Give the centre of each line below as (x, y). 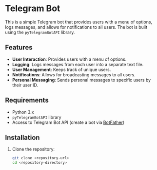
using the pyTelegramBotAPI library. (40, 32)
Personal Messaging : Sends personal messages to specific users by (81, 80)
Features (19, 47)
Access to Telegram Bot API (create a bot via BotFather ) (68, 122)
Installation (22, 137)
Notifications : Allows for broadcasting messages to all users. (74, 75)
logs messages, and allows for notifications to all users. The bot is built (76, 27)
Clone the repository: (33, 149)
